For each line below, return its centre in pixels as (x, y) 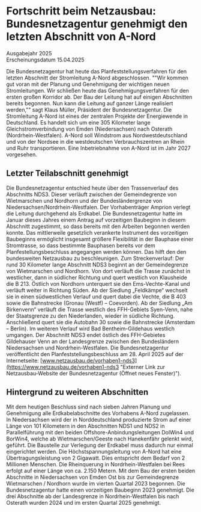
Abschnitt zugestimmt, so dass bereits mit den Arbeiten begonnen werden (98, 226)
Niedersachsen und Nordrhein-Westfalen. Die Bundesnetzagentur (88, 348)
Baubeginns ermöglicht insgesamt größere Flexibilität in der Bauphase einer (100, 239)
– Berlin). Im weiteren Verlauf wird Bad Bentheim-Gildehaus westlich (91, 328)
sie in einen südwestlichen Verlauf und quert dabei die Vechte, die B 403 (96, 297)
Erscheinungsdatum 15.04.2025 (46, 60)
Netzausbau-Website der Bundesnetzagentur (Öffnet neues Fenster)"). (94, 373)
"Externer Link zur (142, 367)
